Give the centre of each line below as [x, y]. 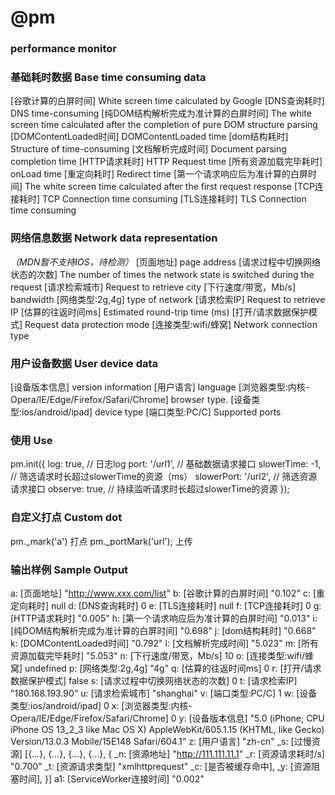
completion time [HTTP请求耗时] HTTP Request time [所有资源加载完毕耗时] [166, 162]
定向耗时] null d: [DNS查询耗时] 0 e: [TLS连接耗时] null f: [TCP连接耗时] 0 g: [166, 605]
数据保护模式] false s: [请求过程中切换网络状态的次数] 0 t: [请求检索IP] [154, 680]
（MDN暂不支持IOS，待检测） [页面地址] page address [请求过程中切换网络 [166, 262]
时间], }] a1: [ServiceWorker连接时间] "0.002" [111, 778]
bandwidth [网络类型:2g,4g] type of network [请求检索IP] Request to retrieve [168, 299]
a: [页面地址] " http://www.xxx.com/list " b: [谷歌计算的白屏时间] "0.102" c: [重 [168, 593]
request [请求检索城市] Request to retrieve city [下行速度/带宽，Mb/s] [153, 287]
